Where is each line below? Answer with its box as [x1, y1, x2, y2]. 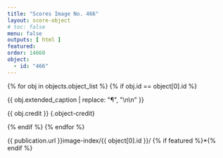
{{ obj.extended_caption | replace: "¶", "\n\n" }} [7, 96, 144, 104]
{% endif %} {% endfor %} [7, 122, 85, 131]
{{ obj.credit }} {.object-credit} [7, 109, 95, 117]
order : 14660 [7, 50, 46, 57]
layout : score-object [7, 17, 71, 24]
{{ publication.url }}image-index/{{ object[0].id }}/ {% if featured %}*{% [7, 136, 217, 145]
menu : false [7, 29, 42, 37]
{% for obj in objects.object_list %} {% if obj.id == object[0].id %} [7, 81, 198, 90]
